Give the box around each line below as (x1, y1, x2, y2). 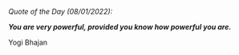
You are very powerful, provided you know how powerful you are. (8, 22, 232, 31)
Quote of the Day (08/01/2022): (8, 7, 113, 16)
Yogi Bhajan (8, 37, 48, 47)
